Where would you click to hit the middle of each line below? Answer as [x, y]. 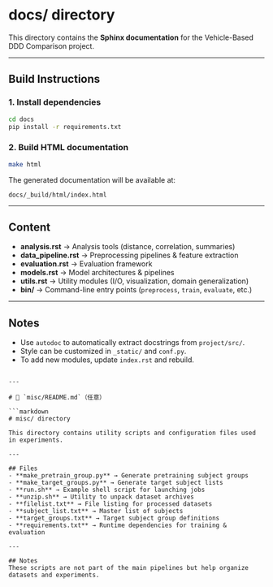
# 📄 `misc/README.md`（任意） [57, 398]
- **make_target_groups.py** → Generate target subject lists [116, 483]
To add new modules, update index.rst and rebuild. [107, 360]
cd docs [22, 119]
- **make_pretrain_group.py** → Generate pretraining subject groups [129, 476]
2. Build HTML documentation [68, 148]
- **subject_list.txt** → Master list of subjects [96, 511]
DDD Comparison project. [52, 45]
